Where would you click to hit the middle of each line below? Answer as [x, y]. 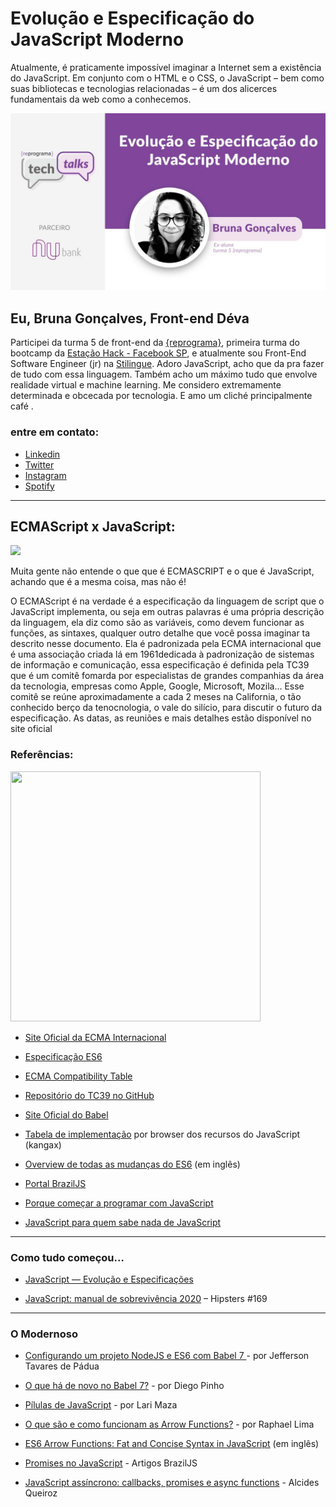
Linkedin [42, 454]
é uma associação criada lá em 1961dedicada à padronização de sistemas [162, 654]
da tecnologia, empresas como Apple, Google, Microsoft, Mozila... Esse [157, 686]
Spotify [39, 486]
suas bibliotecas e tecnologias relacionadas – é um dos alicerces [144, 88]
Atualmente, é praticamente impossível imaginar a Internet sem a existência [166, 67]
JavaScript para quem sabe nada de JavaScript [123, 1222]
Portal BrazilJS [55, 1183]
